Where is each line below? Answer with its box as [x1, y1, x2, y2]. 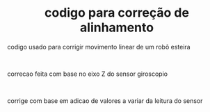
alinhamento [79, 19, 154, 35]
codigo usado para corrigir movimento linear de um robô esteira [7, 42, 191, 51]
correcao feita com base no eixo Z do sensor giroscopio [7, 70, 168, 78]
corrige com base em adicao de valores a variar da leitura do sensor [7, 96, 203, 105]
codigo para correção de [44, 5, 190, 21]
